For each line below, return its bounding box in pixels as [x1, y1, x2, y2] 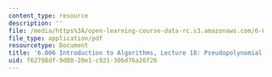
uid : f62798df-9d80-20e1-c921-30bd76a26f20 [8, 57, 158, 65]
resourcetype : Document [8, 42, 89, 50]
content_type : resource [8, 11, 89, 20]
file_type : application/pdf [8, 34, 104, 43]
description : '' [8, 19, 63, 27]
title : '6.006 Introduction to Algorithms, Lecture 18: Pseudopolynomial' [8, 49, 266, 57]
